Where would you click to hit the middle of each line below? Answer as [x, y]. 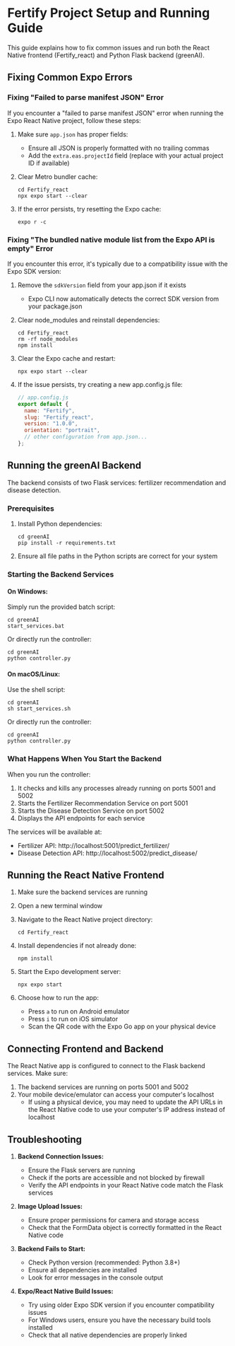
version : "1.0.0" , [51, 424]
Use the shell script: [36, 690]
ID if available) [49, 163]
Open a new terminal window [60, 906]
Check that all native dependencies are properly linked [107, 1335]
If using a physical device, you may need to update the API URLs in [125, 1102]
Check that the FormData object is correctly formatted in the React [125, 1228]
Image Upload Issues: [50, 1207]
